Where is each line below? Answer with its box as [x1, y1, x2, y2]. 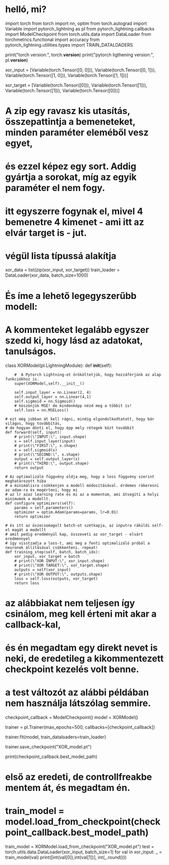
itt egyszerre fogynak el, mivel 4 [5, 205, 143, 217]
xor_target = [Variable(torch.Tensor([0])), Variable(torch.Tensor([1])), [5, 82, 147, 88]
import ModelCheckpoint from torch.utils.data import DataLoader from [5, 31, 151, 37]
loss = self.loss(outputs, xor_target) [14, 576, 98, 581]
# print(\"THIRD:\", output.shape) [14, 461, 89, 466]
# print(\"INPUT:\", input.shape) [14, 434, 87, 439]
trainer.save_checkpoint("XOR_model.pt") [5, 743, 92, 749]
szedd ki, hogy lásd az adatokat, [5, 334, 143, 346]
